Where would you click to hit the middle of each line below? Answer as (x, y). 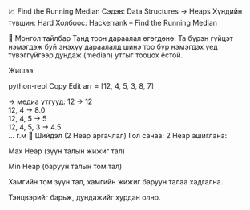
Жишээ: (22, 71)
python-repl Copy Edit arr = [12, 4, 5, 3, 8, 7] (81, 86)
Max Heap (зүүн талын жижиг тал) (67, 151)
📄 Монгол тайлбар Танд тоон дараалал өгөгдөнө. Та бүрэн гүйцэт (121, 38)
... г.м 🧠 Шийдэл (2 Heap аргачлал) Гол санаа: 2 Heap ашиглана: (118, 135)
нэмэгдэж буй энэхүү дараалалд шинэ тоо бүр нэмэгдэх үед (113, 47)
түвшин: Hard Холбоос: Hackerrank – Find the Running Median (113, 23)
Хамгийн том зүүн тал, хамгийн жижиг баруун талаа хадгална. (116, 182)
